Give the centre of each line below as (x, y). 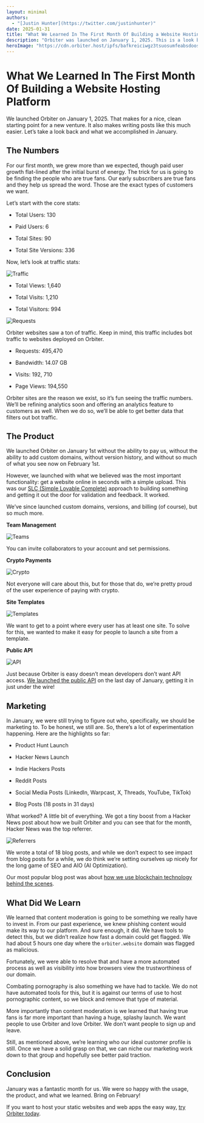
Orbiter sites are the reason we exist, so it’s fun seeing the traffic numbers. (100, 398)
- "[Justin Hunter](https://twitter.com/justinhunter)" (84, 23)
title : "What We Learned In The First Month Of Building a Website (93, 35)
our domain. (21, 975)
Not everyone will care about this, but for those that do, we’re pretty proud (99, 584)
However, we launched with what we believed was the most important (94, 475)
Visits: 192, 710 (34, 374)
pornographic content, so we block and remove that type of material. (92, 999)
